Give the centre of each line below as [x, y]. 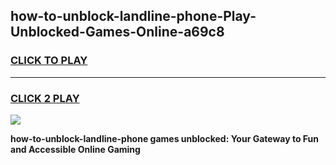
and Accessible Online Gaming [75, 149]
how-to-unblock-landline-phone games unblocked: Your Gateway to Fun [165, 138]
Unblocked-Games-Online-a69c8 [117, 32]
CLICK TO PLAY [49, 61]
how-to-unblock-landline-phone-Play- [133, 16]
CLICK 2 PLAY [45, 98]
